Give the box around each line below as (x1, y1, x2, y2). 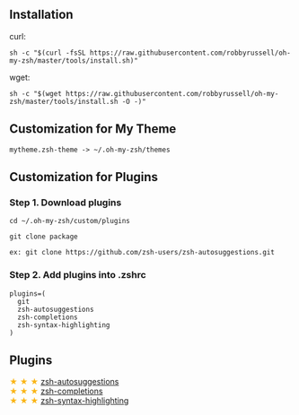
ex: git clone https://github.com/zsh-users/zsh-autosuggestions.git (9, 248, 276, 257)
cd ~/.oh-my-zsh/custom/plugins (9, 217, 130, 226)
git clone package (9, 232, 78, 241)
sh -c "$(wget (9, 89, 63, 98)
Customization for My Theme (9, 121, 177, 137)
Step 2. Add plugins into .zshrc (9, 269, 146, 281)
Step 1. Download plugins (9, 196, 122, 209)
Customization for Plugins (9, 169, 159, 185)
